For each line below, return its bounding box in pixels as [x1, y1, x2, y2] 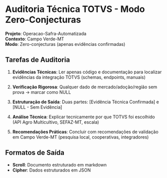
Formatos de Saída [5, 149, 65, 157]
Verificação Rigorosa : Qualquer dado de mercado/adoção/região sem [12, 84, 158, 90]
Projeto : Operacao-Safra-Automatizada [5, 30, 87, 36]
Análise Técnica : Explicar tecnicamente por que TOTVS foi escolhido [12, 114, 156, 120]
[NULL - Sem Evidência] [12, 104, 62, 110]
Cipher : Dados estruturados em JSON [12, 167, 91, 173]
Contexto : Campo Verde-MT [5, 36, 64, 42]
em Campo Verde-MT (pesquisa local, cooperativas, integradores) [12, 134, 149, 140]
